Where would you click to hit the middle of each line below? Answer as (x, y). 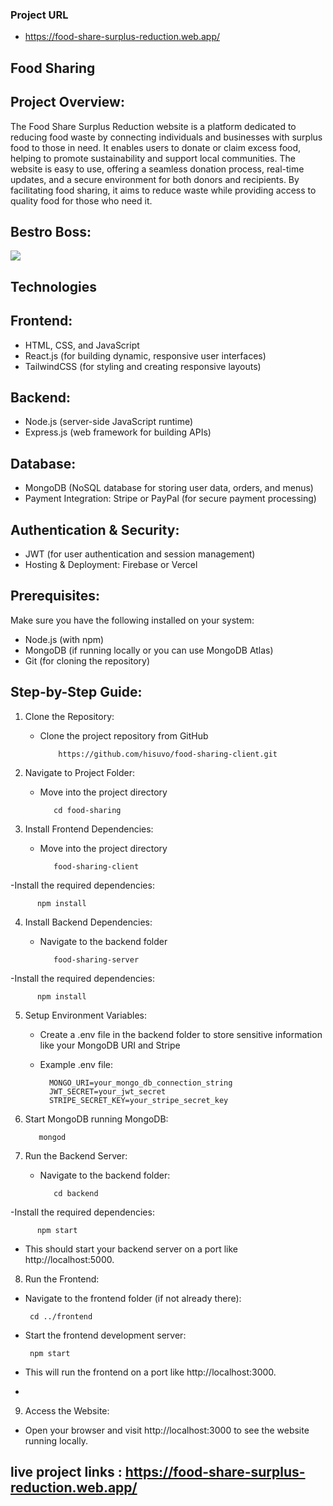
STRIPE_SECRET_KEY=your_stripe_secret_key (138, 1100)
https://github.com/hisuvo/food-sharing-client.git (168, 754)
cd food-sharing (87, 810)
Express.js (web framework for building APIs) (118, 432)
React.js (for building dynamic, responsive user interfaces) (145, 355)
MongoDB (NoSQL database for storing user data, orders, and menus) (169, 488)
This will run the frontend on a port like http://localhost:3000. (150, 1372)
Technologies (54, 286)
